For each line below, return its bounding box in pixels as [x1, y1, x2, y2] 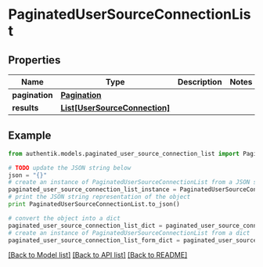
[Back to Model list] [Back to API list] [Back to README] [8, 251, 188, 260]
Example [8, 129, 52, 143]
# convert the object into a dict [8, 214, 121, 222]
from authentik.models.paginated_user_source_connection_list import [8, 150, 240, 157]
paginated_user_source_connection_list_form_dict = [8, 236, 180, 244]
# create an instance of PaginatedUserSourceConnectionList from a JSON [8, 179, 250, 186]
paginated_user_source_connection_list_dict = [8, 222, 163, 229]
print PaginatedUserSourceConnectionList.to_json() [8, 200, 180, 208]
